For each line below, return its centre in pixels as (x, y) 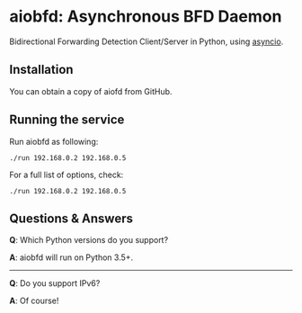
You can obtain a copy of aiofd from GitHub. (91, 91)
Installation (41, 70)
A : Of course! (34, 301)
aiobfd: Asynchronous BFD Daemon (146, 17)
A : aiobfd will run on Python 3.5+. (71, 257)
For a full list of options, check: (67, 174)
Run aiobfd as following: (54, 141)
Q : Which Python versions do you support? (89, 240)
